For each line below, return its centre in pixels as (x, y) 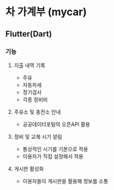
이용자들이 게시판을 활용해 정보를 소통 (65, 181)
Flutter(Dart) (29, 34)
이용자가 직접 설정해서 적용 (53, 156)
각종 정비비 (35, 99)
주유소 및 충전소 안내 (37, 112)
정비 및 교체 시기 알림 (38, 136)
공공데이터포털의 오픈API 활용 (56, 124)
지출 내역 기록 (29, 65)
